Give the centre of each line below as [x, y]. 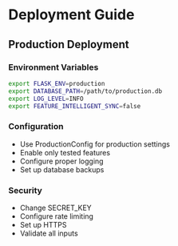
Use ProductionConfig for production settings [95, 144]
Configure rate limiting [57, 216]
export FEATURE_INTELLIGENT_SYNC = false [75, 106]
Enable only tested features [65, 152]
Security [25, 190]
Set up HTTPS [43, 224]
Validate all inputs [49, 233]
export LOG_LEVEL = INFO [46, 99]
